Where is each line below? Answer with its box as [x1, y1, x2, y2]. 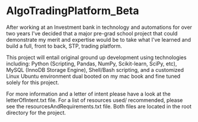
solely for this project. [6, 78, 59, 86]
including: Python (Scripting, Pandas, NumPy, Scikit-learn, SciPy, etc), [6, 60, 177, 67]
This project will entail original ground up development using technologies [6, 54, 187, 61]
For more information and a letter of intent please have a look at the [6, 90, 171, 97]
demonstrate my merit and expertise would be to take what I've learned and [6, 36, 191, 43]
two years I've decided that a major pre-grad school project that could [6, 29, 178, 37]
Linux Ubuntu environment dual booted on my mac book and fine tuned [6, 72, 181, 80]
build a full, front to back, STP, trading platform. [6, 42, 123, 50]
